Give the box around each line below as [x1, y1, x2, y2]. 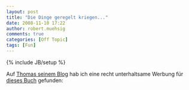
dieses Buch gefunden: [6, 76, 64, 84]
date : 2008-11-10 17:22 [6, 20, 66, 26]
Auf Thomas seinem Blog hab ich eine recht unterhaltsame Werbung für [6, 70, 184, 77]
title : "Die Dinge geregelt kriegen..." [6, 14, 109, 20]
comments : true [6, 31, 44, 37]
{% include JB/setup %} [6, 58, 66, 66]
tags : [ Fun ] [6, 43, 36, 49]
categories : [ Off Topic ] [6, 37, 68, 43]
